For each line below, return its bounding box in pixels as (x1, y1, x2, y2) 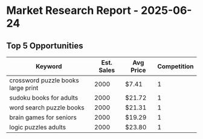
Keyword (35, 62, 62, 70)
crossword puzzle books (9, 76, 80, 85)
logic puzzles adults (9, 123, 66, 131)
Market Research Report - (6, 4, 139, 18)
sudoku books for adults (9, 94, 79, 102)
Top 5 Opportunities (6, 40, 83, 51)
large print (9, 84, 39, 92)
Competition (156, 62, 194, 70)
